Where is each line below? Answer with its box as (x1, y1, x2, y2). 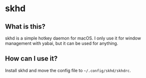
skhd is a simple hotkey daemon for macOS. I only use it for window (5, 35, 141, 41)
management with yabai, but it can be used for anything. (5, 40, 118, 46)
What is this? (5, 22, 46, 31)
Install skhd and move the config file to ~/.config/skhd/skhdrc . (5, 67, 131, 73)
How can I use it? (5, 55, 58, 63)
